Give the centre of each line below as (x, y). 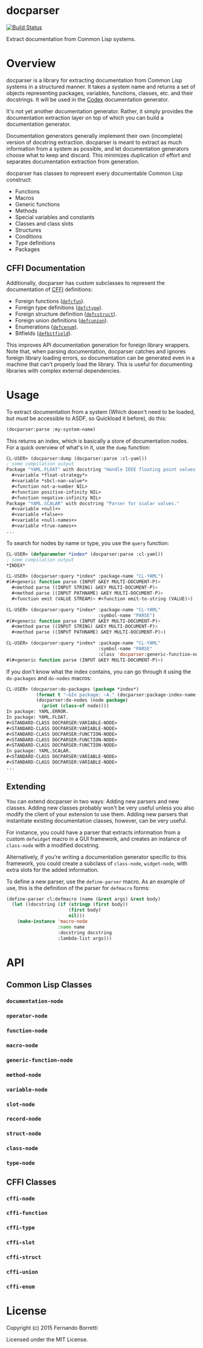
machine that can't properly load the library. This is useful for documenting (99, 364)
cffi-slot (21, 1243)
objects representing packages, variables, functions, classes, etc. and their (100, 93)
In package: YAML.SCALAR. (39, 751)
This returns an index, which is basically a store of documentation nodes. (97, 441)
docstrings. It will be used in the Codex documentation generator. (88, 99)
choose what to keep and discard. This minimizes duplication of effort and (99, 155)
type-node (21, 1163)
